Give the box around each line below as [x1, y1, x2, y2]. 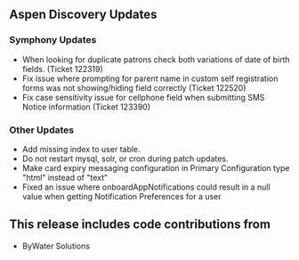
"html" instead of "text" [21, 172, 109, 183]
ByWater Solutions [21, 240, 91, 251]
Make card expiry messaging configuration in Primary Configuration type [21, 162, 290, 173]
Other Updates [9, 124, 74, 136]
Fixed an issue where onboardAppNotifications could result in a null [21, 182, 271, 192]
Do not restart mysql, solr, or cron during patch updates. [21, 153, 229, 164]
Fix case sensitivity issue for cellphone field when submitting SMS [21, 92, 265, 102]
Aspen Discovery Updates [9, 7, 158, 22]
